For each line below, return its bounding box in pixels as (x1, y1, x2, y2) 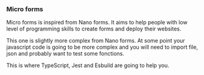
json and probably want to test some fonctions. (6, 50, 125, 57)
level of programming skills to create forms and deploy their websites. (6, 25, 181, 32)
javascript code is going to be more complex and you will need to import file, (6, 43, 199, 51)
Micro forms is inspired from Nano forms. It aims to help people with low (6, 19, 188, 26)
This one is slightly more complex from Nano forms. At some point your (6, 37, 186, 45)
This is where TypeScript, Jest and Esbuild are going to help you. (6, 62, 169, 69)
